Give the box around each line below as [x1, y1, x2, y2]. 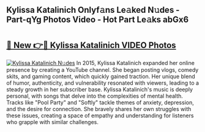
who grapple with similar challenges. [6, 118, 99, 125]
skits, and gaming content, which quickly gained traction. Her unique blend [6, 73, 196, 80]
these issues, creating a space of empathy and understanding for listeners [6, 112, 194, 119]
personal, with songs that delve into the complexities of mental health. [6, 92, 184, 99]
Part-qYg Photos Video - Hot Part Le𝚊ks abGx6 [6, 15, 189, 25]
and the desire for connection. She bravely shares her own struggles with [6, 106, 192, 112]
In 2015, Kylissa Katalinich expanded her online [76, 60, 195, 66]
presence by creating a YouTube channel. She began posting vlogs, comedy [6, 66, 199, 73]
